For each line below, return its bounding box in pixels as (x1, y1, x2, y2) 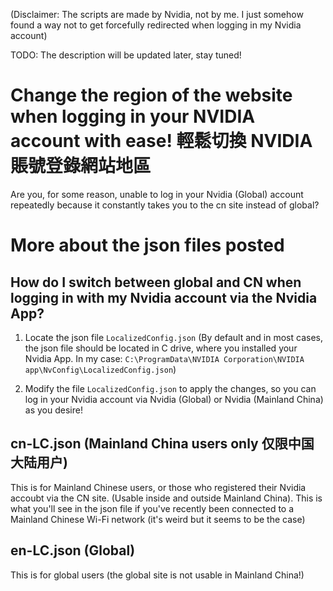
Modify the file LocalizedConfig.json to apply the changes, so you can (24, 382, 317, 394)
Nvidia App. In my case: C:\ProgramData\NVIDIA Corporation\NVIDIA (24, 352, 305, 364)
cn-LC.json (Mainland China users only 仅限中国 (10, 435, 315, 453)
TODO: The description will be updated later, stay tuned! (10, 49, 242, 61)
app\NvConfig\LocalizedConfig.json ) (24, 363, 177, 375)
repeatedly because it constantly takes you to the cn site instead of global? (10, 199, 320, 211)
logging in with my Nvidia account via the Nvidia (10, 289, 318, 306)
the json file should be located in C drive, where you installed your (24, 342, 298, 354)
